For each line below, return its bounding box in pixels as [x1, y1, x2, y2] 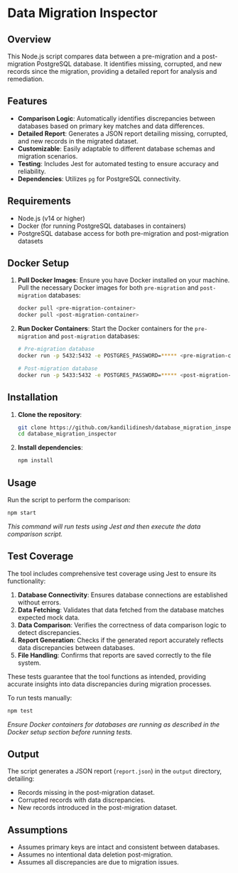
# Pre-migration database [17, 346, 94, 353]
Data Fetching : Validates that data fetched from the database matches [17, 605, 225, 614]
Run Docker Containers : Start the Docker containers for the [17, 325, 193, 333]
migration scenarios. [17, 151, 78, 161]
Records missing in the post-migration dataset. [17, 788, 155, 797]
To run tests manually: [7, 693, 72, 702]
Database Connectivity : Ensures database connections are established [17, 590, 228, 599]
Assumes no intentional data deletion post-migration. [17, 850, 173, 859]
